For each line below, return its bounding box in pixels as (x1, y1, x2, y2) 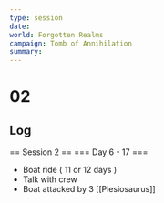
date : (9, 22, 30, 31)
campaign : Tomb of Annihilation (9, 38, 132, 48)
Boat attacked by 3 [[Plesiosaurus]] (22, 184, 157, 195)
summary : (9, 47, 43, 56)
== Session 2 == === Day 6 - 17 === (9, 147, 149, 157)
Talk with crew (22, 174, 77, 185)
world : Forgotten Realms (9, 30, 104, 39)
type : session (9, 13, 64, 23)
